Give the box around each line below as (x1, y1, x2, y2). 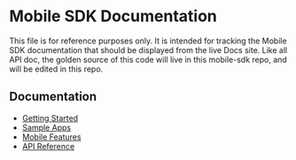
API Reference (21, 141, 75, 151)
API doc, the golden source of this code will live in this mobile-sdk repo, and (9, 54, 288, 65)
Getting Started (21, 112, 78, 123)
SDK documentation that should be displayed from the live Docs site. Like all (9, 44, 288, 55)
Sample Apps (21, 122, 72, 133)
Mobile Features (21, 131, 82, 142)
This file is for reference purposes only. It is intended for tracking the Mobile (9, 35, 287, 46)
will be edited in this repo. (9, 64, 104, 74)
